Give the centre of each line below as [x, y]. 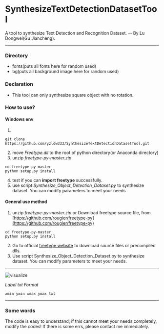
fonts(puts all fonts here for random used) [54, 66]
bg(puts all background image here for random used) [65, 72]
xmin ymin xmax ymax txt [30, 294]
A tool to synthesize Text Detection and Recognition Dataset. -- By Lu [75, 33]
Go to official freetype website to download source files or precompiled [84, 245]
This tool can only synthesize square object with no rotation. [73, 95]
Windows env [19, 119]
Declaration [19, 84]
